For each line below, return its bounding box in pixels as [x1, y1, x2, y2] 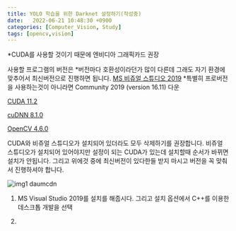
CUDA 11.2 [7, 97, 37, 106]
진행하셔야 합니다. [14, 165, 64, 174]
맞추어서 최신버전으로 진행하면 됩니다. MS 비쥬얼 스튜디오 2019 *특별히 [7, 74, 203, 83]
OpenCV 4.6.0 [7, 124, 49, 133]
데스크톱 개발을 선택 [17, 203, 73, 212]
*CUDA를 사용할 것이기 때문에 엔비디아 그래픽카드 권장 [7, 50, 160, 59]
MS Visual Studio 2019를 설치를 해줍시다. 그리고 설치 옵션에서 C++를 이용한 [17, 194, 230, 203]
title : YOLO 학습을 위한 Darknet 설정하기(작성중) [7, 10, 142, 18]
